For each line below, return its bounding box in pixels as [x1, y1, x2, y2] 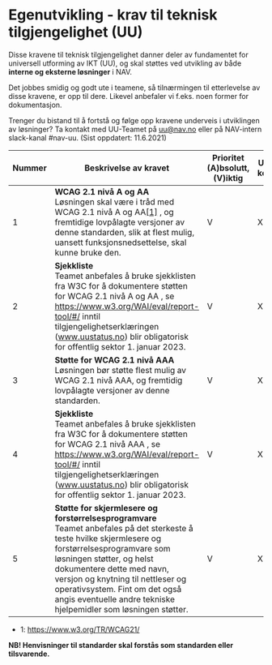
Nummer [12, 162, 47, 174]
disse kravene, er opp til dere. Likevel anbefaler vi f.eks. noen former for [8, 91, 249, 101]
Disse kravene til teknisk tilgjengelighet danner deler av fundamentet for [8, 49, 249, 59]
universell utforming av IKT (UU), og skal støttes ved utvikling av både [8, 58, 242, 68]
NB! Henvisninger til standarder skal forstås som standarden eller [8, 640, 234, 650]
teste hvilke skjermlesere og [54, 533, 162, 544]
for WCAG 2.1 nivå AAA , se [54, 438, 160, 449]
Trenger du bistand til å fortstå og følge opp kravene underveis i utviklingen [8, 115, 261, 125]
